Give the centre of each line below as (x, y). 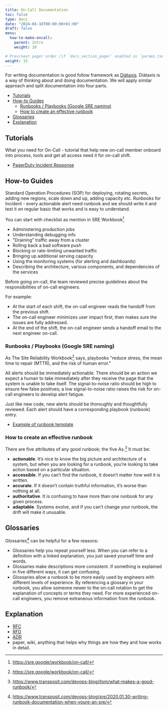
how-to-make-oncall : (31, 38)
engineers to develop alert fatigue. (49, 394)
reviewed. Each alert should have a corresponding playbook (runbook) (78, 409)
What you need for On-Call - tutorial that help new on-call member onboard (83, 150)
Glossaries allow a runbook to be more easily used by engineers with (83, 577)
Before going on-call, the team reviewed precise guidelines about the (76, 281)
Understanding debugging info (44, 234)
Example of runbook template (43, 424)
